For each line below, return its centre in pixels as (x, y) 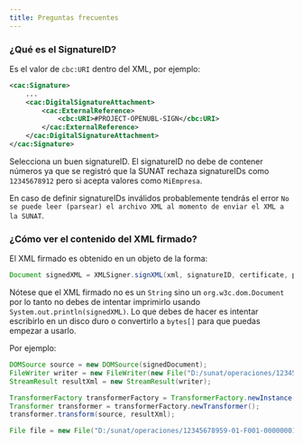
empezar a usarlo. (43, 331)
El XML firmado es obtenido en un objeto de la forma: (109, 259)
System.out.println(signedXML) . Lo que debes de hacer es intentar (134, 311)
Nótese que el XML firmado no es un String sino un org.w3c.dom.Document (147, 292)
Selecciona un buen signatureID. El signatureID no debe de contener (136, 161)
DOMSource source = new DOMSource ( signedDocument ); (108, 365)
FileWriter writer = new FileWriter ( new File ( (98, 373)
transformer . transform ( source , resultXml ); (92, 415)
